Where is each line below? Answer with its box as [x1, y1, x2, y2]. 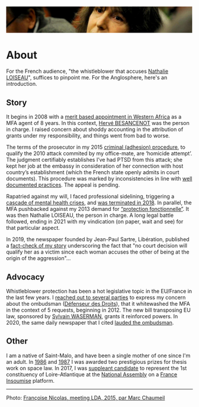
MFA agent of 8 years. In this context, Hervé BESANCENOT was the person [6, 120, 190, 127]
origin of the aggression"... [6, 255, 71, 262]
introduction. [6, 81, 37, 88]
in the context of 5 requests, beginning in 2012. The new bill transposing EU [6, 306, 191, 313]
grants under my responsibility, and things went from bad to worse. [6, 132, 170, 139]
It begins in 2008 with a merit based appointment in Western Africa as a [6, 113, 182, 120]
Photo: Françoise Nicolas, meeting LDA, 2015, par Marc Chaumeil [6, 394, 165, 401]
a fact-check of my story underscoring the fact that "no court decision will [6, 242, 188, 249]
